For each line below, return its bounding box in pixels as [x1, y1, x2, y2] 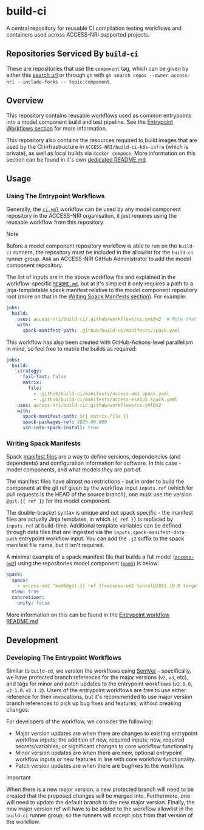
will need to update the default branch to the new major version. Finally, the [6, 799, 195, 806]
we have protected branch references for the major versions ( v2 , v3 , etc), [6, 674, 189, 681]
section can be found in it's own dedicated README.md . [6, 156, 148, 163]
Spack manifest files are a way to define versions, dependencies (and [6, 453, 181, 460]
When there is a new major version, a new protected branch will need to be [6, 785, 194, 793]
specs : [12, 578, 29, 584]
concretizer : [12, 594, 45, 600]
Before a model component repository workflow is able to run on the [6, 242, 177, 249]
